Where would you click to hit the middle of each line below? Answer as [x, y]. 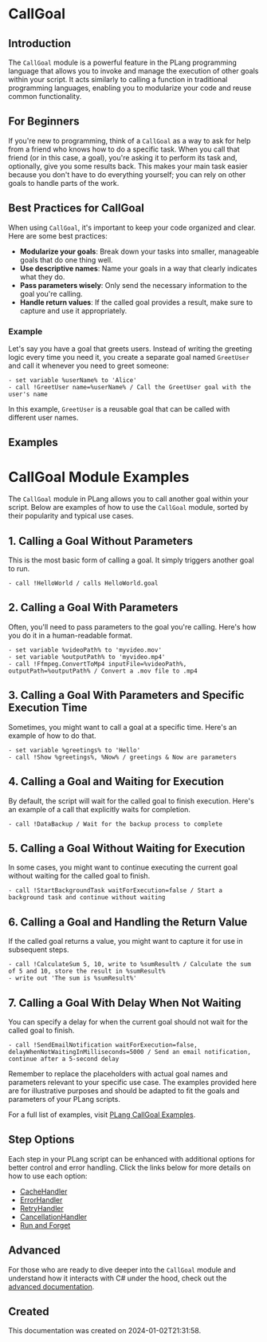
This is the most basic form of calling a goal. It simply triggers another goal [131, 560]
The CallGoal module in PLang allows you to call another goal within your [128, 499]
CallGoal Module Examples [99, 477]
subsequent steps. [39, 949]
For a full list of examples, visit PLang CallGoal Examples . [102, 1115]
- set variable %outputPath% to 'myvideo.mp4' [87, 657]
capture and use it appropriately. [73, 310]
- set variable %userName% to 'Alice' [73, 380]
